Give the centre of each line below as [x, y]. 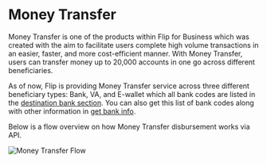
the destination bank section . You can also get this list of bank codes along [132, 103]
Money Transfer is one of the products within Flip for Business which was [129, 37]
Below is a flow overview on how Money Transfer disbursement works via [129, 126]
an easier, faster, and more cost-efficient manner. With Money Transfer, [126, 53]
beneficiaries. [31, 70]
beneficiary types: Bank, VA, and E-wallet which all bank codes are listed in [132, 94]
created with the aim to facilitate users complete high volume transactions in [133, 45]
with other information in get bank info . [72, 111]
